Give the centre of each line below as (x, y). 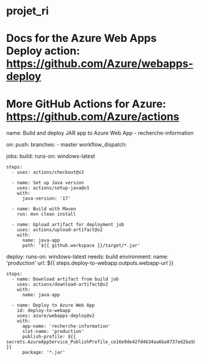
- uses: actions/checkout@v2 (48, 172)
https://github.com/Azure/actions (93, 116)
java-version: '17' (46, 198)
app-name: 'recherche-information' (66, 326)
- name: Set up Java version (48, 183)
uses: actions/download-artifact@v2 (63, 284)
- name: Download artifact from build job (65, 279)
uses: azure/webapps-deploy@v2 (56, 316)
